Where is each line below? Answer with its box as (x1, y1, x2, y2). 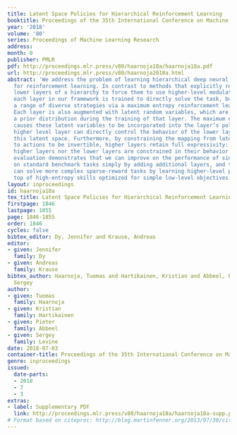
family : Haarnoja (13, 299, 65, 306)
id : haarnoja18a (7, 188, 55, 195)
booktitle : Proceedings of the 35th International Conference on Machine (7, 17, 229, 24)
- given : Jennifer (7, 246, 61, 254)
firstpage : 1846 (7, 200, 55, 208)
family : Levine (13, 338, 59, 345)
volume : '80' (7, 30, 46, 37)
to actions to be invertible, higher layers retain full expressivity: (13, 142, 229, 149)
